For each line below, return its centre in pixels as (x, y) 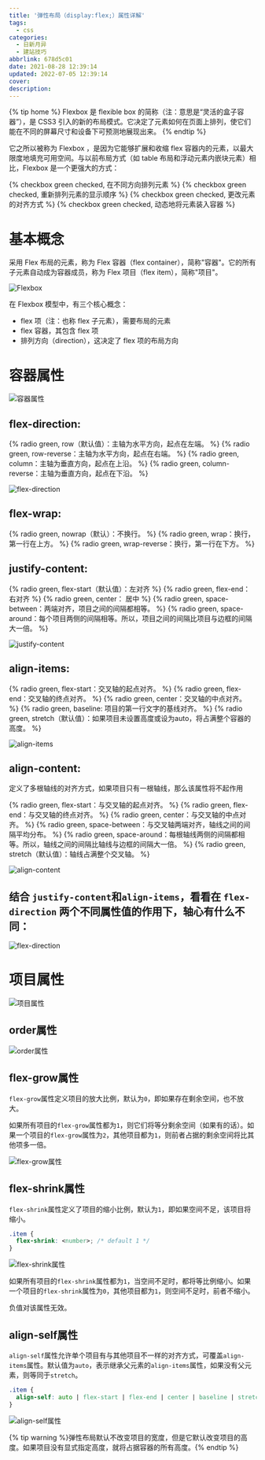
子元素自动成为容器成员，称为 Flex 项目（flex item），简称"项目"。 (116, 272)
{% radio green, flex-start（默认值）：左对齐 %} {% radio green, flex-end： (130, 589)
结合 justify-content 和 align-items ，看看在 (115, 897)
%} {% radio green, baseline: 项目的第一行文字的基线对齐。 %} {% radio (126, 708)
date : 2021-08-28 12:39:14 (53, 67)
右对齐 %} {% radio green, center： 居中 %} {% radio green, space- (119, 598)
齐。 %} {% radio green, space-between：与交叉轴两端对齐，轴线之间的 (126, 825)
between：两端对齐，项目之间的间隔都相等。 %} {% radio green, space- (126, 608)
